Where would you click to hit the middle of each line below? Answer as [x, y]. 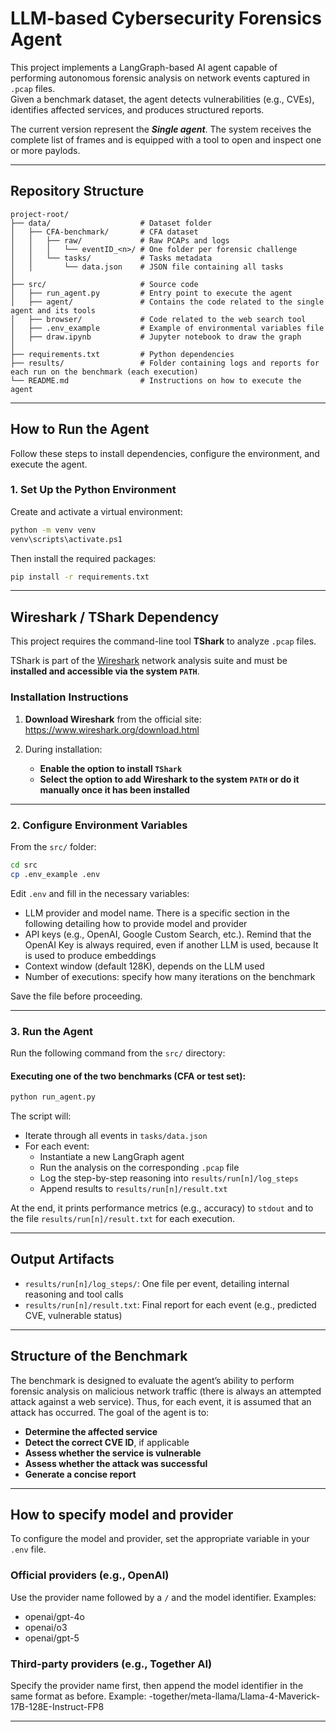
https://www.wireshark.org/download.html [112, 729]
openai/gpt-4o [54, 1616]
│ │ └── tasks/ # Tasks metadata [111, 258]
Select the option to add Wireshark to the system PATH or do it [169, 779]
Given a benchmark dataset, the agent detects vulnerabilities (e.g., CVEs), [162, 99]
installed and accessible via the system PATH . [105, 671]
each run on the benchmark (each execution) [104, 372]
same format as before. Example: [78, 1696]
